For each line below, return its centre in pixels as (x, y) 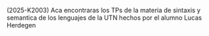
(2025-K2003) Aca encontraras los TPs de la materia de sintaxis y (103, 10)
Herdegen (21, 25)
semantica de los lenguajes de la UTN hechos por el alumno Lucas (104, 18)
